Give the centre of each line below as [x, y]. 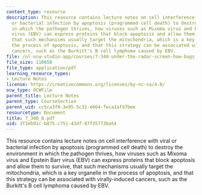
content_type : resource [36, 12]
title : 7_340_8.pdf [31, 118]
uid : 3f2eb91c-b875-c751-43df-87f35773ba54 [62, 124]
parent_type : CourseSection [41, 101]
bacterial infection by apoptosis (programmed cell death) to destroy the [95, 147]
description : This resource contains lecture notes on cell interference [101, 17]
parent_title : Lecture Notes [43, 96]
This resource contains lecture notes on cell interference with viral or [92, 141]
